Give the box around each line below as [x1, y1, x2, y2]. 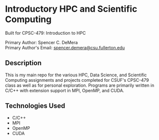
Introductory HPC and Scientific [5, 3, 137, 15]
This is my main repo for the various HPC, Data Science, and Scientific [5, 72, 147, 78]
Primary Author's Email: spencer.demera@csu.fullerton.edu [5, 45, 125, 50]
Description [5, 59, 42, 67]
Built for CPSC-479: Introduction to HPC [5, 30, 86, 36]
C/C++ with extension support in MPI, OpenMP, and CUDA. [5, 87, 125, 93]
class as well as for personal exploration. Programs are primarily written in [5, 82, 155, 88]
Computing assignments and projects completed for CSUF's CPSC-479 [5, 77, 149, 83]
